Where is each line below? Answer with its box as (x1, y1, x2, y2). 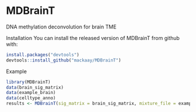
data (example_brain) (6, 90, 57, 96)
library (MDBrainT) (6, 79, 51, 85)
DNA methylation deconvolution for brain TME (6, 23, 117, 30)
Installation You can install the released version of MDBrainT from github (6, 34, 180, 41)
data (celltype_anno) (6, 95, 57, 101)
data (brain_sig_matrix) (6, 84, 64, 91)
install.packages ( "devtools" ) (6, 52, 80, 57)
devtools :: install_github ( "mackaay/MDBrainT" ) (6, 57, 121, 63)
